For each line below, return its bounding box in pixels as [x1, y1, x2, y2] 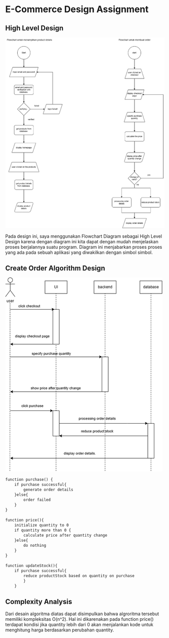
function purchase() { [5, 477, 53, 482]
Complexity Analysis [5, 597, 72, 606]
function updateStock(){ [5, 564, 58, 569]
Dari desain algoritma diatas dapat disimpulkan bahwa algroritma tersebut [5, 611, 159, 617]
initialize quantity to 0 [14, 523, 69, 528]
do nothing [23, 543, 47, 548]
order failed [23, 498, 51, 503]
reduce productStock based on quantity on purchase [23, 574, 135, 579]
